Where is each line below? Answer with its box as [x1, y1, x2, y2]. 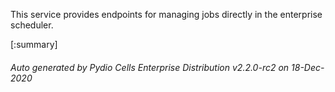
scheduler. [10, 19, 54, 31]
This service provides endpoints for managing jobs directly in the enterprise [10, 9, 323, 20]
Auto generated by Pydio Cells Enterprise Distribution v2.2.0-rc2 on [10, 61, 290, 73]
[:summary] [10, 39, 58, 50]
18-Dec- [291, 61, 325, 73]
